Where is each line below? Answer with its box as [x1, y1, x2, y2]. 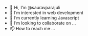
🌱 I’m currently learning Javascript [9, 15, 79, 20]
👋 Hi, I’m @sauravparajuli [9, 5, 61, 10]
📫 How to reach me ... [9, 26, 55, 31]
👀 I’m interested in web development [9, 10, 84, 16]
